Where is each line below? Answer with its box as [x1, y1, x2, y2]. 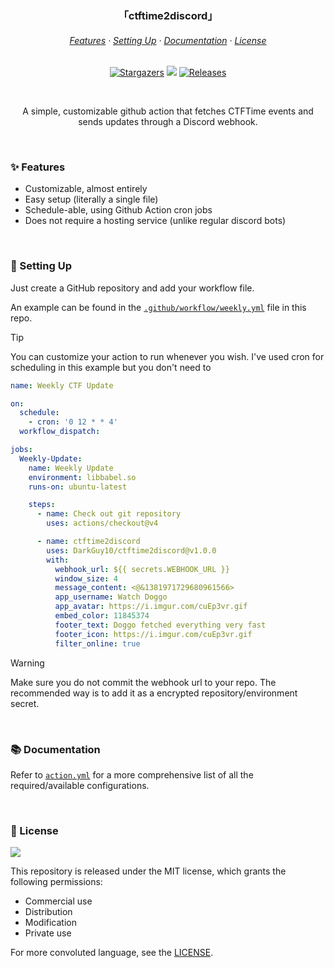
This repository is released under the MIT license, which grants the [10, 865, 287, 877]
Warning [10, 657, 45, 669]
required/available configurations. [10, 779, 150, 791]
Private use [24, 927, 72, 939]
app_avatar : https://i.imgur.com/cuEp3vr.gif [54, 602, 248, 612]
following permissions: [10, 876, 103, 888]
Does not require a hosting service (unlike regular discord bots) [24, 215, 287, 227]
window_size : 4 [54, 573, 118, 584]
